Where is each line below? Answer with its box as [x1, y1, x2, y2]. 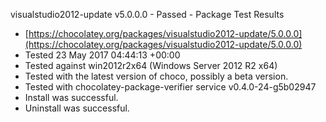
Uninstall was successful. [24, 102, 130, 114]
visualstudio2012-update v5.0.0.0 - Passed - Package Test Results [10, 9, 285, 20]
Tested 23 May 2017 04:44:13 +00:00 [24, 49, 181, 61]
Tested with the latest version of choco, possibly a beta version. [24, 70, 289, 82]
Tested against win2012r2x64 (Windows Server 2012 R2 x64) [24, 60, 278, 71]
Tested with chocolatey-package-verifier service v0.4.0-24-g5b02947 [24, 81, 317, 93]
